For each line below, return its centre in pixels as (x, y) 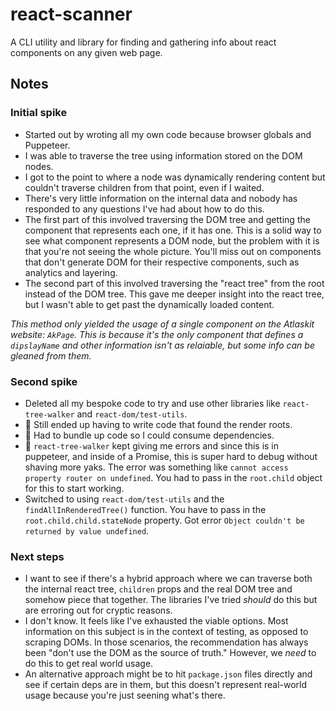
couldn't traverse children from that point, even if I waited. (144, 187)
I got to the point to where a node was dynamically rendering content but (175, 177)
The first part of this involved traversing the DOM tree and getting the (167, 219)
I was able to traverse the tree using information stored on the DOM (163, 155)
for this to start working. (74, 488)
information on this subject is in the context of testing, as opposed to (166, 632)
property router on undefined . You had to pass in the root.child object (173, 477)
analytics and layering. (71, 272)
